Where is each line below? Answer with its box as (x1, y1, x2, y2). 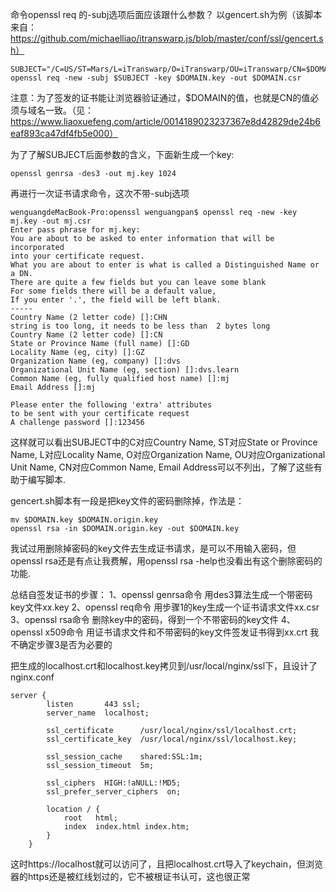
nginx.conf (10, 671, 55, 683)
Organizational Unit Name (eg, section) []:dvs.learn (10, 365, 240, 375)
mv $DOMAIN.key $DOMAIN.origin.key (10, 515, 159, 525)
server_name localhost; (46, 708, 150, 718)
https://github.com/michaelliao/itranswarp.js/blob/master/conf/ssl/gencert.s (10, 33, 324, 44)
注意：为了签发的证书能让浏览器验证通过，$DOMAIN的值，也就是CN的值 (10, 92, 311, 103)
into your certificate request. (10, 251, 145, 261)
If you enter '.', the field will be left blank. (10, 295, 222, 305)
